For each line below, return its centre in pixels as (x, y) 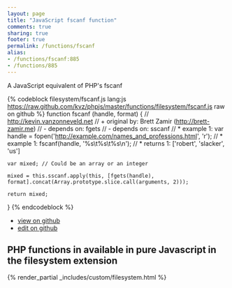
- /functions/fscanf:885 (43, 59)
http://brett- (193, 121)
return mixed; (28, 194)
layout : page (26, 14)
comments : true (29, 26)
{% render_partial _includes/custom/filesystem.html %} (87, 278)
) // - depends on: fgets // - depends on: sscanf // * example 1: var (129, 128)
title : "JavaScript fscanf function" (62, 20)
